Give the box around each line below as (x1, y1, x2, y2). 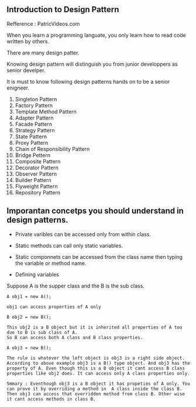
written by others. (6, 37, 49, 45)
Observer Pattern (15, 170, 57, 177)
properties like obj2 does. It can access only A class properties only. (6, 370, 191, 377)
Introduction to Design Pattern (6, 5, 119, 15)
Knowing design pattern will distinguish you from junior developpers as (6, 60, 178, 67)
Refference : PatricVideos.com (6, 20, 80, 27)
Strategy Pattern (15, 126, 55, 134)
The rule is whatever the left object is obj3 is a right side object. (6, 355, 185, 361)
